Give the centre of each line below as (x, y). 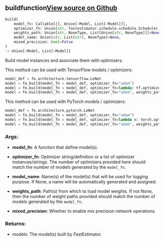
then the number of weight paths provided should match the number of (83, 197)
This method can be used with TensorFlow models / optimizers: (69, 70)
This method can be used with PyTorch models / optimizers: (65, 101)
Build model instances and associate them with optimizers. (64, 60)
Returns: (16, 224)
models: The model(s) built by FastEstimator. (57, 234)
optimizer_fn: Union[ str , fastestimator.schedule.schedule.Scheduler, (87, 28)
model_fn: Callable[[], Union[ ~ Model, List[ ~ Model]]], (71, 24)
